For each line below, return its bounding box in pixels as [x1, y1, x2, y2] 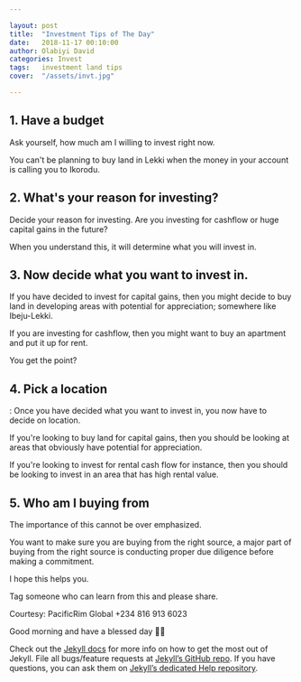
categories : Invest [9, 55, 83, 64]
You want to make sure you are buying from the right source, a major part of [9, 537, 292, 547]
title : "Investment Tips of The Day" [9, 29, 155, 39]
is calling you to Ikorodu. [9, 163, 101, 174]
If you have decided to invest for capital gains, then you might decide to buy [9, 291, 292, 303]
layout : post [9, 21, 59, 30]
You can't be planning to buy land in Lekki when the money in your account [9, 154, 289, 165]
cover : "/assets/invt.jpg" [9, 71, 115, 81]
